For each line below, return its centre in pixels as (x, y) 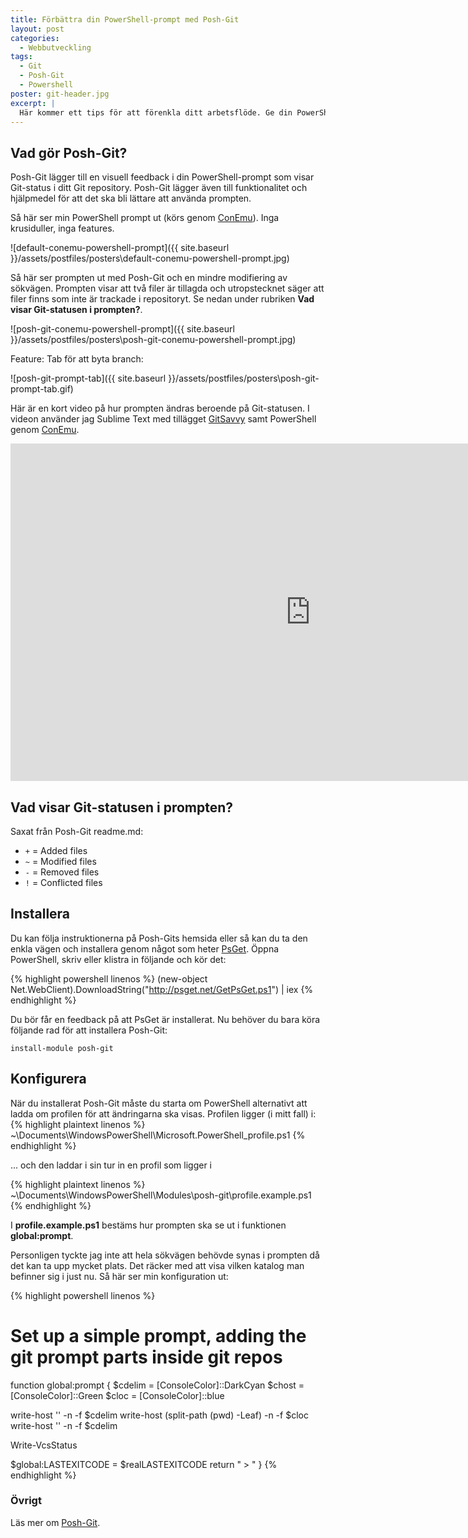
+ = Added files (56, 850)
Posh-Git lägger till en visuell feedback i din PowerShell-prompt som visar (162, 177)
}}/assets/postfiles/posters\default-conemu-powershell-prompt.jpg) (150, 258)
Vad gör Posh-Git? (69, 152)
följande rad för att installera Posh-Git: (89, 1030)
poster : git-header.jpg (60, 94)
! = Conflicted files (63, 882)
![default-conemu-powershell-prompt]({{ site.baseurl (120, 248)
